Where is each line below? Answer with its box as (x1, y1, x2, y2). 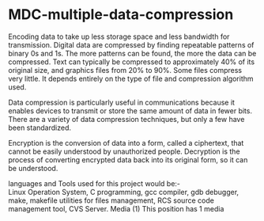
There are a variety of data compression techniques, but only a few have (8, 114, 245, 124)
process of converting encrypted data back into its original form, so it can (8, 154, 248, 164)
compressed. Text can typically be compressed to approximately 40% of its (8, 57, 255, 67)
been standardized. (8, 123, 72, 132)
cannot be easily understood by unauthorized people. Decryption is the (8, 147, 240, 156)
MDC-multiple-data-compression (8, 6, 234, 24)
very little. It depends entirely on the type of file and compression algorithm (8, 74, 255, 83)
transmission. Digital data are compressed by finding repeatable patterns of (8, 40, 255, 49)
